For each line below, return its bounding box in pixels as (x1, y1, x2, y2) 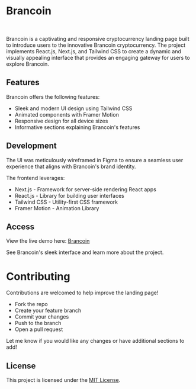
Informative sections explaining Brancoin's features (14, 123, 140, 131)
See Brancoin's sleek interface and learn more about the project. (6, 249, 164, 256)
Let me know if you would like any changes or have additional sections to (6, 337, 185, 345)
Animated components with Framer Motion (14, 111, 120, 118)
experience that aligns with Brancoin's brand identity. (6, 163, 136, 170)
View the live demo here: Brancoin (6, 237, 90, 245)
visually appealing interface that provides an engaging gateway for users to (6, 54, 191, 61)
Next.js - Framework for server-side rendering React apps (14, 185, 157, 193)
